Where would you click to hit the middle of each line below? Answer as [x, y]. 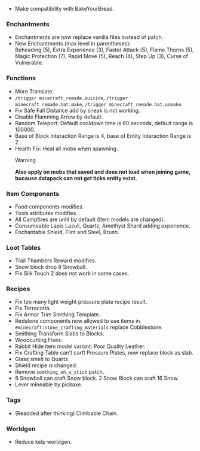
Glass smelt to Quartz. [42, 359]
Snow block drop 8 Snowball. [51, 267]
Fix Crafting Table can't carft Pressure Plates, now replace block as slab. [104, 353]
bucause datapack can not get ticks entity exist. [76, 178]
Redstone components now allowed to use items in [77, 321]
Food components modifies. [49, 207]
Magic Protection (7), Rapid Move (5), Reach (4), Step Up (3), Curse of [101, 56]
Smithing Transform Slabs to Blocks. [59, 334]
